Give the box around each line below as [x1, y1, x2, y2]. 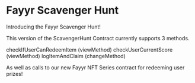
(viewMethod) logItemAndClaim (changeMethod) [6, 52, 126, 59]
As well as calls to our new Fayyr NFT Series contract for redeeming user [6, 63, 185, 71]
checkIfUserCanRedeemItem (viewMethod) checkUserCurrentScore [6, 46, 173, 53]
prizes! [6, 70, 23, 77]
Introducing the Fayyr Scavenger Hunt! [6, 23, 101, 30]
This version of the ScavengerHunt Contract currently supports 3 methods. [6, 34, 190, 41]
